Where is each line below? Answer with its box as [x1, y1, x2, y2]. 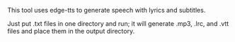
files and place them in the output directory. [7, 27, 135, 35]
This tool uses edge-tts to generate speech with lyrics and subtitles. [7, 6, 206, 14]
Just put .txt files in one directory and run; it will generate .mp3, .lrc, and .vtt [7, 20, 229, 27]
